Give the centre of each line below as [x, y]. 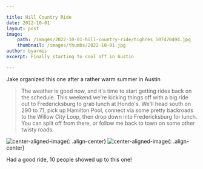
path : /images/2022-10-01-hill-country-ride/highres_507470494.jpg [104, 40]
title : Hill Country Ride [39, 17]
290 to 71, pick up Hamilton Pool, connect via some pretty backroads [107, 110]
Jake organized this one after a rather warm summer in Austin [83, 79]
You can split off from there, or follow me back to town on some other [108, 123]
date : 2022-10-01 [28, 23]
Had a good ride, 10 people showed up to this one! [69, 159]
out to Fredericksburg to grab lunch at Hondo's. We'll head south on [106, 104]
